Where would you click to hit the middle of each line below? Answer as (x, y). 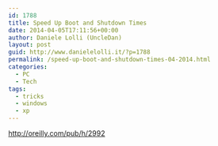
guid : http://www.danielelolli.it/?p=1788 (79, 52)
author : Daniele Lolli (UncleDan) (65, 37)
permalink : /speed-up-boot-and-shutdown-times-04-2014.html (110, 60)
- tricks (30, 96)
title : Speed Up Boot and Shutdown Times (78, 23)
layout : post (30, 45)
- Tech (26, 81)
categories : (28, 67)
